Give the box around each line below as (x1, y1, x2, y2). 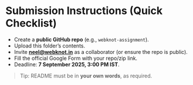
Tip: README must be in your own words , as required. (19, 72, 153, 79)
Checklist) (5, 16, 57, 30)
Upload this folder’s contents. (13, 42, 86, 49)
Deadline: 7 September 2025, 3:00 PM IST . (13, 60, 120, 68)
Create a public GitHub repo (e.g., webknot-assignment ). (13, 36, 149, 43)
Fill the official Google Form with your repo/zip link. (13, 55, 138, 62)
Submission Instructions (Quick (5, 4, 163, 18)
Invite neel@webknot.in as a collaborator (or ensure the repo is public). (13, 48, 188, 55)
